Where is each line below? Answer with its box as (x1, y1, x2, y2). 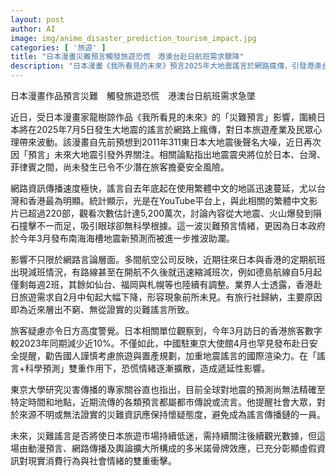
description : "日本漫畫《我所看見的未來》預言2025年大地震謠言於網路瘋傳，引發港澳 (10, 61, 322, 71)
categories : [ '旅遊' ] (10, 42, 107, 53)
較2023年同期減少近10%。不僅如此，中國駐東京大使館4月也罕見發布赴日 (10, 337, 310, 349)
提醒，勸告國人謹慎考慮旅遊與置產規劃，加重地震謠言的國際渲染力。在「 (18, 350, 317, 361)
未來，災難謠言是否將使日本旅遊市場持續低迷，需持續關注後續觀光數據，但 (10, 430, 317, 441)
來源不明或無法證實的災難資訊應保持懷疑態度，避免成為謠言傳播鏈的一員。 (18, 409, 326, 420)
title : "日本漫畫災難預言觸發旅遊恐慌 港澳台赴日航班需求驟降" (10, 52, 245, 62)
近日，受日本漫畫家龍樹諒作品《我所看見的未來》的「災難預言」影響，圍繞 (10, 111, 317, 123)
